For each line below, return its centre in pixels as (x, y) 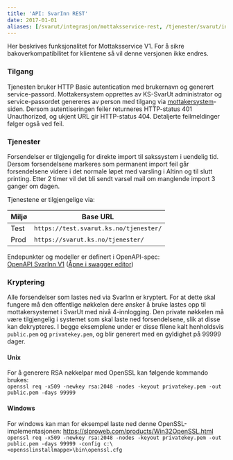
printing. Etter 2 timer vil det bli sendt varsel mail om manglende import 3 (111, 178)
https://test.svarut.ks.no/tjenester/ (98, 228)
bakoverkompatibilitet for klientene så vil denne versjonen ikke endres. (108, 53)
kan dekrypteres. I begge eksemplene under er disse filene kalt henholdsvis (115, 327)
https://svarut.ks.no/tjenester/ (89, 239)
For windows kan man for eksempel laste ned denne (82, 423)
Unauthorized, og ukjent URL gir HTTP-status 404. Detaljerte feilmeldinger (114, 116)
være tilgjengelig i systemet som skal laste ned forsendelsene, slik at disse (114, 319)
